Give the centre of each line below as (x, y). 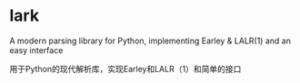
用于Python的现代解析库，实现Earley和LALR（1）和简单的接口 (125, 69)
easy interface (36, 50)
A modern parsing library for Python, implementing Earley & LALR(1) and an (150, 41)
